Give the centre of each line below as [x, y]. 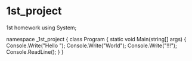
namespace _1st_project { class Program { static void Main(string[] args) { [96, 39]
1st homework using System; [41, 28]
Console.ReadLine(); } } [35, 51]
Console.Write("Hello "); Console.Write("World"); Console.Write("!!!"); [92, 45]
